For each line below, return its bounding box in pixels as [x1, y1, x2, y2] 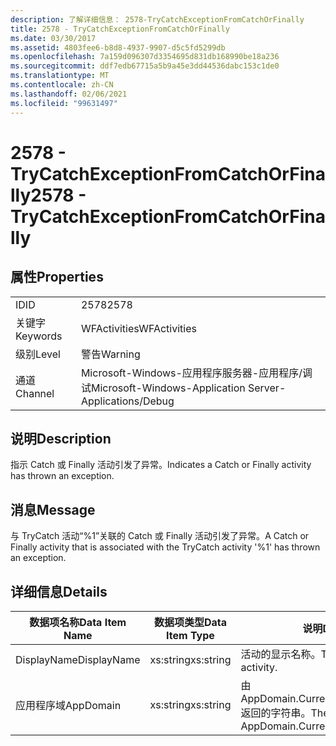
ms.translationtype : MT [10, 71, 110, 81]
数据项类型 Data [153, 615, 228, 629]
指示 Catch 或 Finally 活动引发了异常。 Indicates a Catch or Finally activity [10, 459, 312, 471]
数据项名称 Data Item [29, 615, 127, 629]
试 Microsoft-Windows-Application [80, 381, 246, 395]
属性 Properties [10, 269, 104, 286]
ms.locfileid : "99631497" [10, 98, 118, 108]
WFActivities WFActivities [80, 321, 197, 335]
